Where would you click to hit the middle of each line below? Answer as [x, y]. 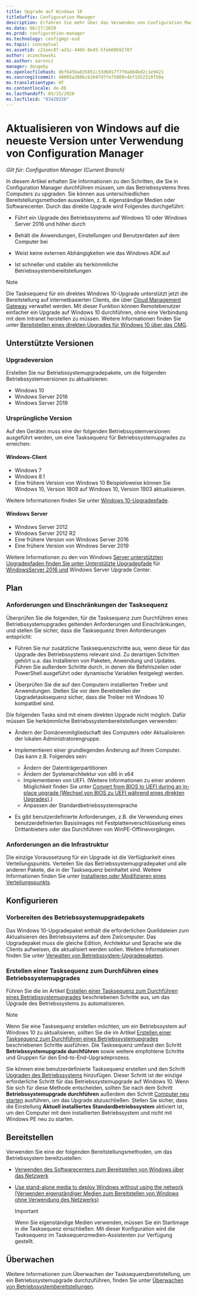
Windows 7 [28, 470]
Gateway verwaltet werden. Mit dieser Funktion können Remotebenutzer [93, 306]
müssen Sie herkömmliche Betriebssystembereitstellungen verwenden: [92, 721]
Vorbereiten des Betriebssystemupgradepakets [75, 918]
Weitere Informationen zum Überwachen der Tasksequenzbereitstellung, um [98, 1274]
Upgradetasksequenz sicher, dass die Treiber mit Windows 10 [89, 697]
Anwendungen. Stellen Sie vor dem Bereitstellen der [77, 690]
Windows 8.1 [30, 476]
